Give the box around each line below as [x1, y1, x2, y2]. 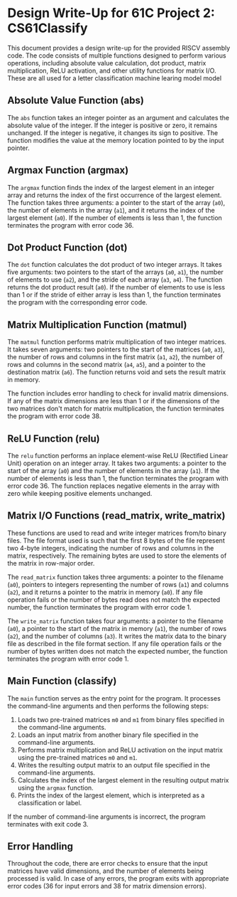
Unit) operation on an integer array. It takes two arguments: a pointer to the [7, 459, 227, 467]
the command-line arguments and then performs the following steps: [7, 701, 209, 710]
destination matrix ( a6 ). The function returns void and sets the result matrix [7, 368, 226, 376]
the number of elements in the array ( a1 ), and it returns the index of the [7, 206, 215, 214]
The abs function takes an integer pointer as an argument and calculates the [7, 113, 229, 122]
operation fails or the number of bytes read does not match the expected [7, 595, 221, 604]
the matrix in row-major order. [7, 558, 95, 567]
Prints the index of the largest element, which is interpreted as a [17, 791, 205, 800]
